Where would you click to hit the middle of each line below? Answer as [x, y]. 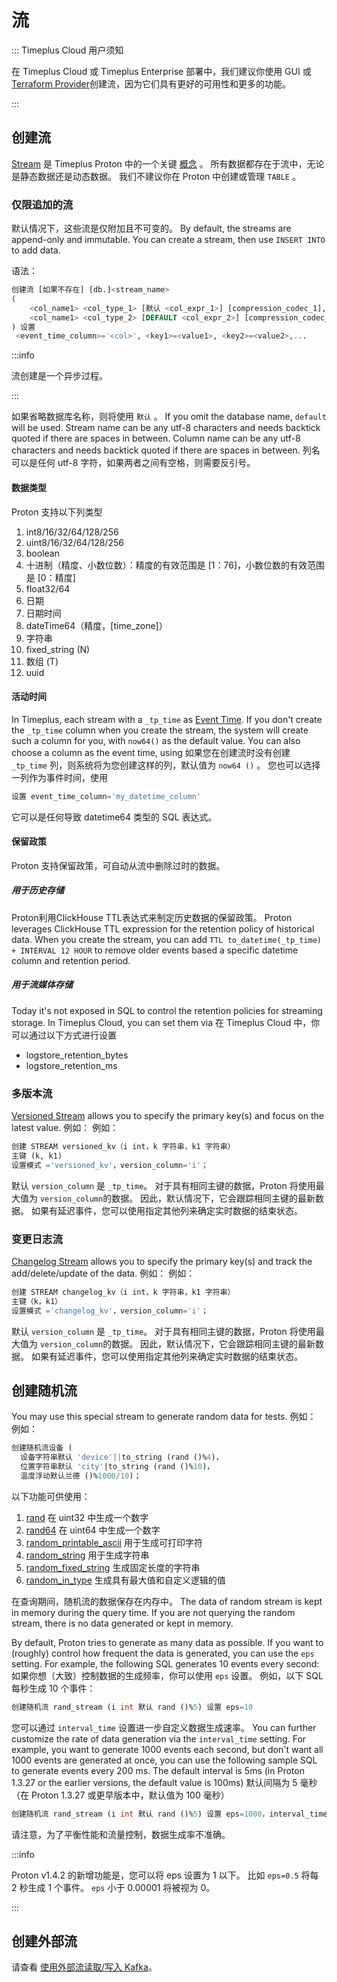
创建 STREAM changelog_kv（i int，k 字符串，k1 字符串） [123, 1292]
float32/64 [48, 588]
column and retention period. [71, 960]
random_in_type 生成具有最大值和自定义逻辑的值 [125, 1580]
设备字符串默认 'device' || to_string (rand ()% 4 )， [122, 1457]
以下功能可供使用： [51, 1496]
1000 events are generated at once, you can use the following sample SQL [164, 1760]
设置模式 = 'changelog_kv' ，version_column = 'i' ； [110, 1311]
